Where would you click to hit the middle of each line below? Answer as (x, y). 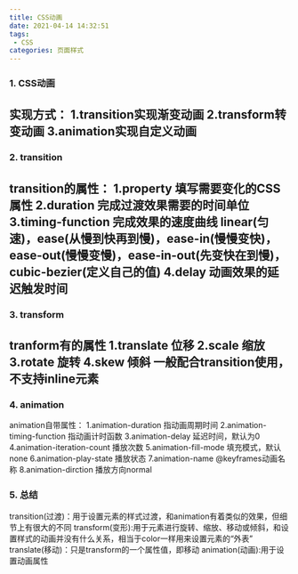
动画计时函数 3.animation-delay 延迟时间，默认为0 (168, 436)
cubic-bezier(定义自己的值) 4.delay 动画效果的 (138, 272)
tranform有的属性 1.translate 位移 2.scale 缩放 (137, 346)
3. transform (37, 314)
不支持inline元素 (54, 379)
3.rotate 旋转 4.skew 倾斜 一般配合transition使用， (149, 363)
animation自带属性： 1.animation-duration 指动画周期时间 (114, 425)
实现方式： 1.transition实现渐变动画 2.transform (142, 115)
